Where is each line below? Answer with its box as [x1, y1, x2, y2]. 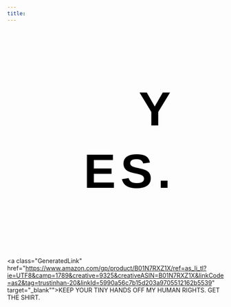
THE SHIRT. [7, 293, 41, 301]
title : [7, 10, 26, 17]
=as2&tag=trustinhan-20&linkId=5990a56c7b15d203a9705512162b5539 [7, 278, 212, 286]
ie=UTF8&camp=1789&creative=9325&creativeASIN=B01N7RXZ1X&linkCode [7, 271, 224, 279]
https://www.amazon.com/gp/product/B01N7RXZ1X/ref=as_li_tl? [25, 264, 207, 272]
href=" [7, 264, 26, 272]
